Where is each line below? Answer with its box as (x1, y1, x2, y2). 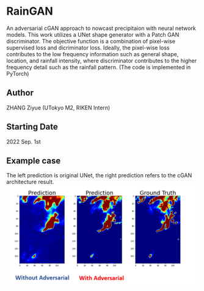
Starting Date (6, 122, 58, 132)
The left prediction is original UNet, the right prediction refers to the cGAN (6, 172, 192, 179)
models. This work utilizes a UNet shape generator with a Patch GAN (6, 31, 180, 38)
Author (6, 87, 34, 98)
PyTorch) (6, 70, 29, 77)
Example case (6, 155, 61, 166)
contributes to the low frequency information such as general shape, (6, 50, 179, 57)
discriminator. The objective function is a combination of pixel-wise (6, 37, 176, 45)
